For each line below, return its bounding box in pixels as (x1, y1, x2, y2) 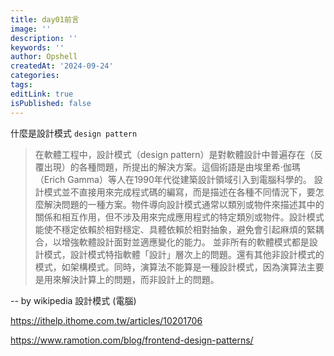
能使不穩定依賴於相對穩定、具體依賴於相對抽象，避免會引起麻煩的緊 (34, 223, 316, 235)
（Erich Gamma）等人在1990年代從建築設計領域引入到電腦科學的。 (34, 173, 312, 185)
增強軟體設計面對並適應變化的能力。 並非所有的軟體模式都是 (61, 236, 310, 248)
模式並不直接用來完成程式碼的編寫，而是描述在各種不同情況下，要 (43, 186, 316, 198)
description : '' (10, 33, 78, 43)
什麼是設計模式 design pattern (10, 127, 138, 139)
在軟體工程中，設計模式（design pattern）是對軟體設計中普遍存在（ (34, 148, 315, 160)
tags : (10, 80, 33, 90)
